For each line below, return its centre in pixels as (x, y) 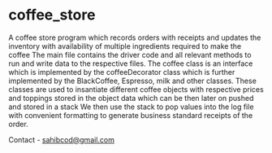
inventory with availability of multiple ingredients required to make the (125, 46)
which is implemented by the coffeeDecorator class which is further (122, 72)
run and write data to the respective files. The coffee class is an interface (131, 63)
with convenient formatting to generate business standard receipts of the (131, 115)
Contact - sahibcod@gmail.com (62, 139)
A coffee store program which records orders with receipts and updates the (135, 37)
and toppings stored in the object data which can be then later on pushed (131, 98)
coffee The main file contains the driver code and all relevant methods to (130, 55)
